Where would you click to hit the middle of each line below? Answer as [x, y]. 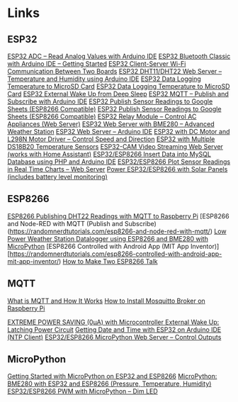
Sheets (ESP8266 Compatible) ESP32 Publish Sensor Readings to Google [114, 109]
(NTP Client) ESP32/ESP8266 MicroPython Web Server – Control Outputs [114, 337]
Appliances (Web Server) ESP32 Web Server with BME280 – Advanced [111, 124]
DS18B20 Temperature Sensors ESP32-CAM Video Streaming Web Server [115, 146]
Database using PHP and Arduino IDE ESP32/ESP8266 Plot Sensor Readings [119, 162]
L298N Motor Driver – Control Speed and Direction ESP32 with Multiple [111, 139]
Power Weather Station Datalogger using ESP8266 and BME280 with [108, 238]
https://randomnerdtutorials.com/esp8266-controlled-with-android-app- [116, 254]
